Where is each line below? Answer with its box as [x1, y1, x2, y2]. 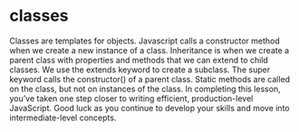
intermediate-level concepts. [9, 112, 117, 123]
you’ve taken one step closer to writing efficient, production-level [9, 92, 254, 104]
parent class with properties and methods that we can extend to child [9, 54, 269, 65]
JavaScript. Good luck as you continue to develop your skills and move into [9, 102, 290, 113]
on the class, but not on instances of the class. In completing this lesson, [9, 83, 281, 94]
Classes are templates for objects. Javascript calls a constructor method [9, 35, 281, 46]
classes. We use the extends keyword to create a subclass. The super [9, 64, 270, 75]
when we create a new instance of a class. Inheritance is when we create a [9, 44, 290, 55]
